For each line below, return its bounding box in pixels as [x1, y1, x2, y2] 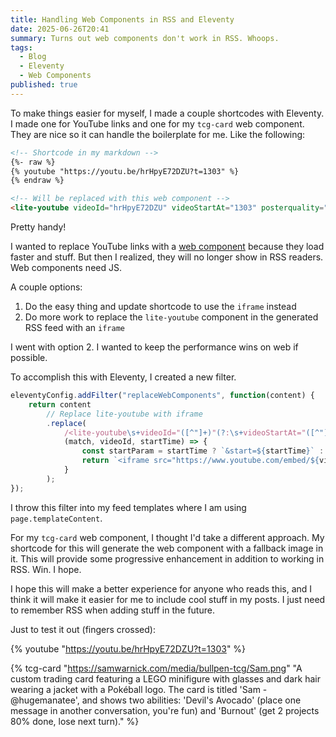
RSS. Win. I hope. [10, 563, 82, 575]
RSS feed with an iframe [24, 322, 125, 333]
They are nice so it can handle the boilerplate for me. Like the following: [10, 128, 306, 140]
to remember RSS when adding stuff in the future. [10, 604, 215, 616]
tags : [10, 42, 33, 53]
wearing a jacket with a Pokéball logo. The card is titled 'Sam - [10, 683, 268, 695]
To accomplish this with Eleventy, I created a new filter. [10, 371, 237, 383]
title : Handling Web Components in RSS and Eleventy [10, 14, 235, 25]
